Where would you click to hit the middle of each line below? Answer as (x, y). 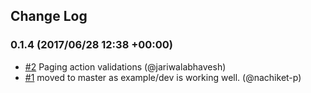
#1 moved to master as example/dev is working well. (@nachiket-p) (163, 77)
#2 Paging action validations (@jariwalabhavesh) (125, 66)
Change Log (49, 16)
